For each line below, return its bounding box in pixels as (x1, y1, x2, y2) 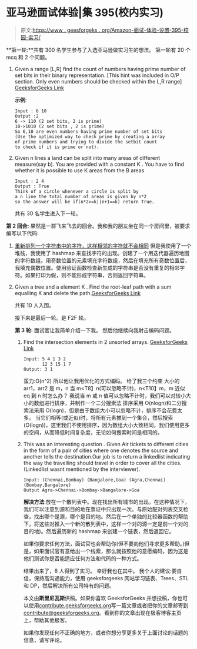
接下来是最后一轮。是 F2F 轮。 (14, 314, 89, 321)
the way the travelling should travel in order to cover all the (23, 459, 166, 466)
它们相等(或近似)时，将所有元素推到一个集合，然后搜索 (40, 414, 173, 421)
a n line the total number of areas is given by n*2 (14, 193, 147, 199)
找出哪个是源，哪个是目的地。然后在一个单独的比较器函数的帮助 (34, 513, 189, 520)
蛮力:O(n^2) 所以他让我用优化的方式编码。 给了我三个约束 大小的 (23, 377, 180, 384)
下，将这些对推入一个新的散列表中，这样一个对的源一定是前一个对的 (23, 520, 189, 527)
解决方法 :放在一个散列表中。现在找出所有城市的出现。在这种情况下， (23, 498, 190, 505)
